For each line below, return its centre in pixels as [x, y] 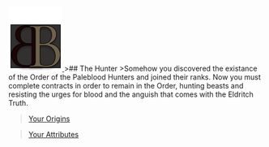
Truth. [18, 103]
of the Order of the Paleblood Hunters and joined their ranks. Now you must [135, 77]
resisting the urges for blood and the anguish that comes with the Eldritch [131, 94]
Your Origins [49, 119]
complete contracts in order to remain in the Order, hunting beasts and [126, 86]
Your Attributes [53, 134]
